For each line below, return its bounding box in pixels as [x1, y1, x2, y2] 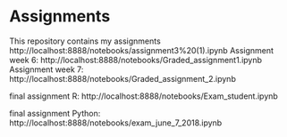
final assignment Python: [9, 108, 101, 118]
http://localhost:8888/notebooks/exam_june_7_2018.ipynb [9, 117, 223, 128]
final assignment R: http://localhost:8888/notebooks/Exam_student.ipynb [9, 91, 279, 101]
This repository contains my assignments [9, 36, 161, 46]
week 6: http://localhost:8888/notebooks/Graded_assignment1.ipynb [9, 54, 262, 65]
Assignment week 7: [9, 64, 84, 75]
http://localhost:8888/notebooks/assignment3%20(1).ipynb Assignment [9, 44, 274, 55]
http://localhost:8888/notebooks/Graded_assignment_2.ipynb [9, 73, 237, 84]
